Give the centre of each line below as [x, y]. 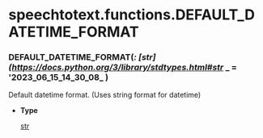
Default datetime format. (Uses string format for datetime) [105, 95]
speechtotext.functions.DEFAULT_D [131, 15]
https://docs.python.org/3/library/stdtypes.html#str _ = [124, 68]
